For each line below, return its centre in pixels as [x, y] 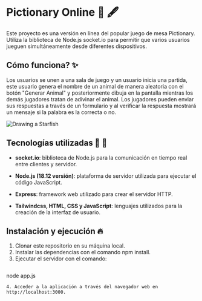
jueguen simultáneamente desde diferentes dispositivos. [77, 46]
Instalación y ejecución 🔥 [55, 231]
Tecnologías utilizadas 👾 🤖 [57, 143]
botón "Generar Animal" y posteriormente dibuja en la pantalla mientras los [100, 93]
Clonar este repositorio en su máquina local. [70, 246]
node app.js [21, 276]
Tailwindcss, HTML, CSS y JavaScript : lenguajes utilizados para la [99, 206]
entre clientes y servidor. [46, 164]
